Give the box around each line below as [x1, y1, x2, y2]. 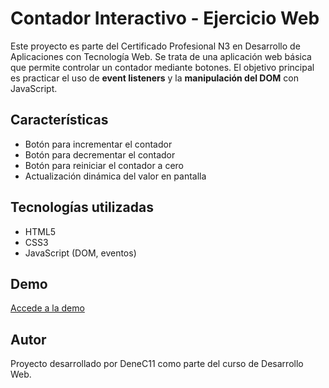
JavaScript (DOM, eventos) [24, 247, 137, 259]
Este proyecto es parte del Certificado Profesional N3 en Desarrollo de [10, 40, 301, 52]
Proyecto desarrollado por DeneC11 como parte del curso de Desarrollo [10, 358, 304, 370]
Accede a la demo [10, 302, 85, 314]
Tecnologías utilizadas [10, 199, 154, 216]
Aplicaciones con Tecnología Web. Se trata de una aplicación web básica [10, 50, 312, 62]
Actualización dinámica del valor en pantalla [24, 170, 207, 182]
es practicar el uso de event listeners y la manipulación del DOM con [10, 72, 299, 84]
